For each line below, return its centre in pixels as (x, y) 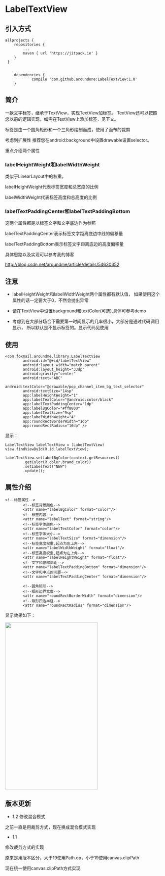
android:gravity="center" (49, 374)
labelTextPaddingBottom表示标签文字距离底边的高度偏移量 (65, 244)
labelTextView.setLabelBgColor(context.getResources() (63, 458)
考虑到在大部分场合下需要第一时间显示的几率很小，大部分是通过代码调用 (85, 321)
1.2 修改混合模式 (29, 816)
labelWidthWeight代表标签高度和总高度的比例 (51, 197)
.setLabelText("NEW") (45, 467)
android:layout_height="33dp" (54, 370)
